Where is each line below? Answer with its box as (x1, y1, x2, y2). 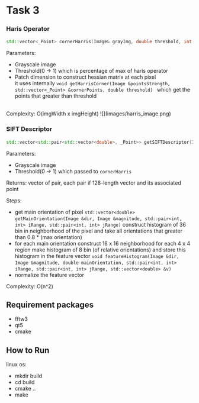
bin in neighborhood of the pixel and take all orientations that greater (14, 227, 182, 234)
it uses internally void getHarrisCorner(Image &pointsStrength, (14, 80, 171, 87)
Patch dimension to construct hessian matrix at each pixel (14, 73, 156, 80)
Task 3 (6, 4, 40, 17)
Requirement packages (6, 299, 94, 309)
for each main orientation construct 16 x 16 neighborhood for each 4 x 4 (14, 240, 191, 247)
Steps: (6, 196, 22, 204)
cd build (14, 379, 35, 386)
